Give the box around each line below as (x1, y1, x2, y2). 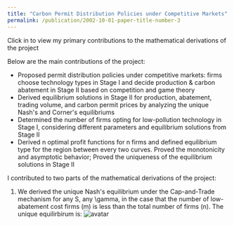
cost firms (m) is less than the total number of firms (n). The (50, 202, 223, 210)
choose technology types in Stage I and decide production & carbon (17, 78, 216, 86)
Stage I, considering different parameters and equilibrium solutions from (17, 123, 227, 131)
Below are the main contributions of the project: (7, 57, 145, 65)
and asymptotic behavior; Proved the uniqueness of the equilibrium (17, 152, 212, 161)
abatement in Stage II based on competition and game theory (17, 86, 195, 94)
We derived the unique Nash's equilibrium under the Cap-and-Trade (17, 187, 216, 196)
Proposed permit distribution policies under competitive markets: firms (17, 71, 223, 79)
